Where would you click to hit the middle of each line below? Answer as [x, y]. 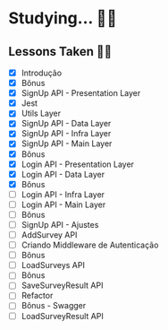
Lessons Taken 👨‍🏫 [60, 52]
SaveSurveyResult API [62, 285]
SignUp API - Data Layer [66, 124]
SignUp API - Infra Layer [66, 134]
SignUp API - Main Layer [67, 143]
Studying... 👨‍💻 [63, 18]
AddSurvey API [49, 235]
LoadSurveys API [53, 265]
